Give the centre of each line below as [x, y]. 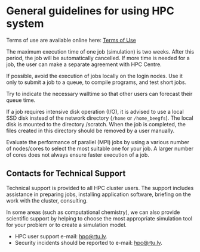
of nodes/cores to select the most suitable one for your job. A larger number [100, 148]
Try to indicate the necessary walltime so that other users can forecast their [99, 94]
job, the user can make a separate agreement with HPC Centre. [84, 64]
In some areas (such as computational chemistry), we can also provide [93, 212]
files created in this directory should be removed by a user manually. [90, 130]
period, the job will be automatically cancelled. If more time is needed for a [98, 58]
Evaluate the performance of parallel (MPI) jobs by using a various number [98, 142]
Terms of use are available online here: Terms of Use [71, 40]
